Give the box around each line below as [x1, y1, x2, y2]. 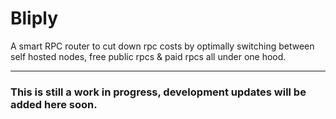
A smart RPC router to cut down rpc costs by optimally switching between [10, 40, 315, 52]
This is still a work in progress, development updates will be [10, 85, 307, 99]
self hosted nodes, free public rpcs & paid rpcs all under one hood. [10, 50, 287, 62]
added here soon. [10, 97, 98, 111]
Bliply [10, 7, 59, 30]
